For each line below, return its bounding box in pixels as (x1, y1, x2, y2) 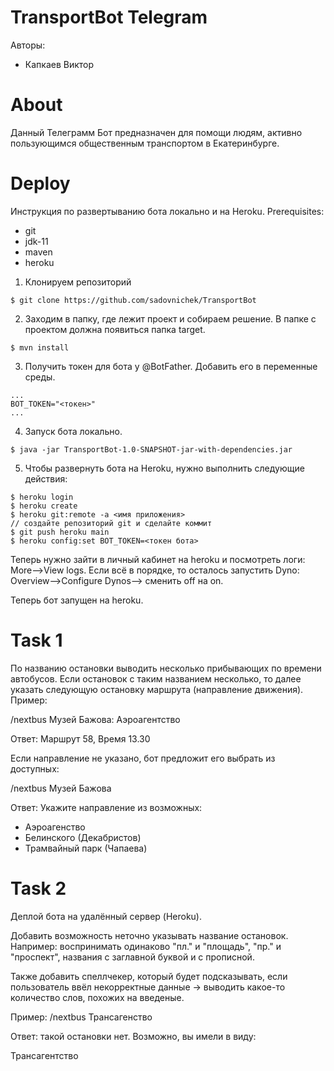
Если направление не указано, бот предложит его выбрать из (10, 752, 276, 764)
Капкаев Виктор (24, 58, 95, 70)
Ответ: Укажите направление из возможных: (10, 801, 203, 813)
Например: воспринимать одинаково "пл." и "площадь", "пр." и (10, 940, 282, 952)
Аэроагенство (24, 821, 86, 833)
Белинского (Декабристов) (24, 831, 142, 843)
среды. (24, 371, 56, 383)
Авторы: (10, 39, 46, 51)
